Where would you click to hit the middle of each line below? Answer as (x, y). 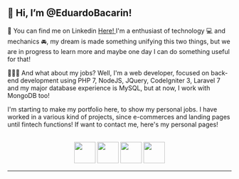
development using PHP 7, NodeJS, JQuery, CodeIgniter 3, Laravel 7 (120, 80)
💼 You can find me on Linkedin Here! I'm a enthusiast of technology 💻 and (117, 31)
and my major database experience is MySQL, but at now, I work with (109, 88)
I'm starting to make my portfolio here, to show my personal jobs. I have (112, 109)
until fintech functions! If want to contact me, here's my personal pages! (113, 124)
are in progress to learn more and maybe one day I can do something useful (118, 51)
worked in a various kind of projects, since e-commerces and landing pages (119, 116)
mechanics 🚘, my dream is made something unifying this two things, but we (119, 41)
